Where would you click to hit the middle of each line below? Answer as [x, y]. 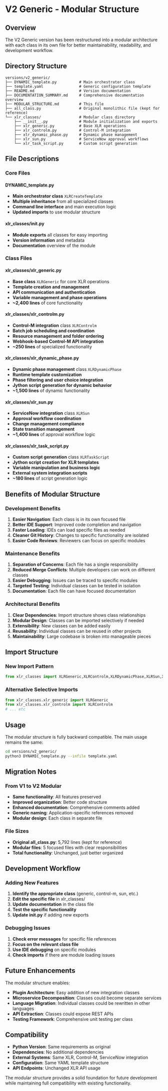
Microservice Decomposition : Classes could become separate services [87, 998]
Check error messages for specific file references [64, 939]
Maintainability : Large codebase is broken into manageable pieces [81, 636]
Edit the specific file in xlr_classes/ [49, 899]
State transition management [43, 429]
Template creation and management [51, 287]
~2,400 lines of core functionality [47, 303]
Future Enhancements [40, 971]
